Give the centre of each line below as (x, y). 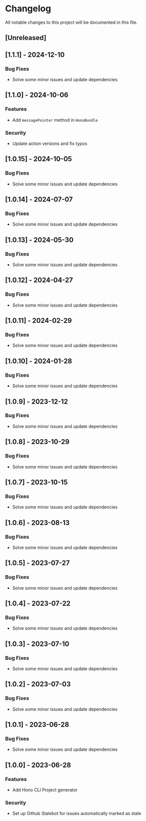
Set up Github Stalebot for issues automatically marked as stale (77, 814)
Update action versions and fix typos (50, 143)
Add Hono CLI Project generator (45, 790)
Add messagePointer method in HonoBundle (55, 120)
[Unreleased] (26, 38)
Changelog (28, 9)
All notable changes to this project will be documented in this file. (72, 22)
